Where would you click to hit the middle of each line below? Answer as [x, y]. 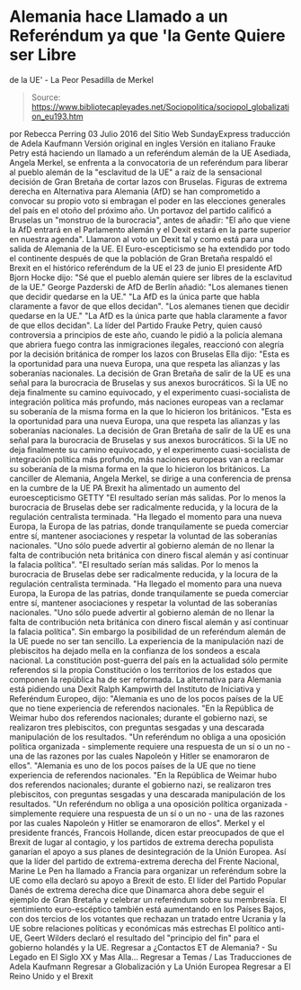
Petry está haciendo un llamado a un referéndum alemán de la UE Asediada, [150, 153]
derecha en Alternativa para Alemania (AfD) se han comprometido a [135, 191]
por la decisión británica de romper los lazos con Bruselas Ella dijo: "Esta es [150, 354]
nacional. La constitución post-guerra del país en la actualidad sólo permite [149, 660]
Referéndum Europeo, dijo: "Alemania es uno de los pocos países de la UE [146, 698]
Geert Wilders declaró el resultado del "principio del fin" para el [142, 938]
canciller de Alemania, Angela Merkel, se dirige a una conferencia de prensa [150, 478]
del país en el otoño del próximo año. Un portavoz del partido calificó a [141, 210]
